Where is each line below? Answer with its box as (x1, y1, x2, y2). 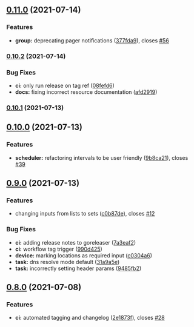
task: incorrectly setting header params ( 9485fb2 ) (15, 265, 142, 272)
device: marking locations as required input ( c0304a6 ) (15, 251, 153, 259)
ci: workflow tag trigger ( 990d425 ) (15, 245, 103, 253)
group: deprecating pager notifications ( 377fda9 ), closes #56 (15, 36, 170, 44)
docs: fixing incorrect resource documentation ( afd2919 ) (15, 88, 158, 96)
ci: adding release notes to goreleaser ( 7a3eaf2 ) (15, 239, 136, 246)
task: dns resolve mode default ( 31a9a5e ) (15, 258, 120, 265)
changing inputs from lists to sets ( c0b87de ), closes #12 (15, 210, 155, 217)
